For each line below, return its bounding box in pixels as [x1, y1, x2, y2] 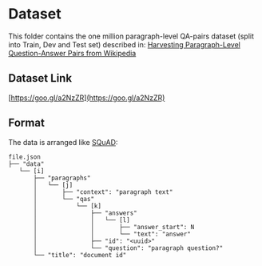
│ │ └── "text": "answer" [33, 230, 192, 238]
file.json [8, 153, 42, 161]
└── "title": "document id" [33, 251, 127, 259]
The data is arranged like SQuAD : [8, 137, 118, 147]
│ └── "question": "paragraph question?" [33, 244, 224, 252]
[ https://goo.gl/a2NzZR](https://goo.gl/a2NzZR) [8, 93, 165, 103]
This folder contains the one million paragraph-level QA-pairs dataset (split [8, 31, 254, 41]
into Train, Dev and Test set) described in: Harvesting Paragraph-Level [8, 39, 241, 49]
